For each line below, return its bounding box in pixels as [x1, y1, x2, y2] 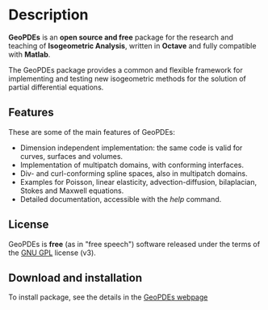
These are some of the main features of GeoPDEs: [8, 127, 176, 136]
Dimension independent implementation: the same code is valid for [19, 143, 243, 153]
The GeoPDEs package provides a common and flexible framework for [8, 65, 244, 74]
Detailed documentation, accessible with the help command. [19, 194, 222, 203]
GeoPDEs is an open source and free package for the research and [8, 32, 234, 42]
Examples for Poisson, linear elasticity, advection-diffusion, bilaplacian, [19, 177, 257, 186]
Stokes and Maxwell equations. [19, 186, 124, 195]
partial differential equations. [8, 82, 104, 92]
